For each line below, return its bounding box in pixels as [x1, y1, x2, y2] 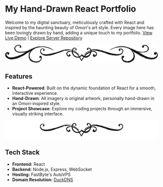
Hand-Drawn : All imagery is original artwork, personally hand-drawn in [12, 96, 155, 102]
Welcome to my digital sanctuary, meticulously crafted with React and [5, 19, 145, 25]
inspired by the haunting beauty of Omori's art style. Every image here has [5, 24, 154, 30]
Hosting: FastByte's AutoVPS [12, 171, 71, 177]
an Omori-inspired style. [12, 101, 61, 106]
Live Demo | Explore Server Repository [5, 35, 82, 41]
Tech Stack [5, 148, 40, 156]
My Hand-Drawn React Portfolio [5, 3, 136, 15]
